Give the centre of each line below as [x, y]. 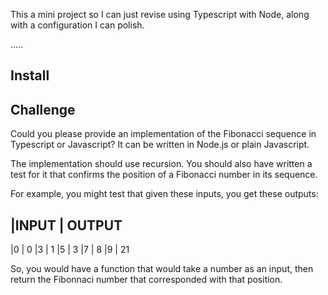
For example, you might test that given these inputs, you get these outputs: [164, 194]
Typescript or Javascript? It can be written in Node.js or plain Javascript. [160, 145]
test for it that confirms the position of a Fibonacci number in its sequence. [164, 175]
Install [30, 75]
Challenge [43, 109]
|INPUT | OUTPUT [66, 225]
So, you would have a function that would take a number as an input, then [162, 269]
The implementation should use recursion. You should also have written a [161, 164]
